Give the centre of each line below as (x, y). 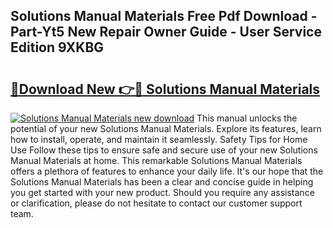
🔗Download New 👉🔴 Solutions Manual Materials (165, 89)
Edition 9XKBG (57, 47)
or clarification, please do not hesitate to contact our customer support (156, 203)
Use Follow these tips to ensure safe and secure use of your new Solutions (164, 150)
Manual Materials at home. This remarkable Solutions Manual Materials (156, 160)
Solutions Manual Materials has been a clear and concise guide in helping (162, 182)
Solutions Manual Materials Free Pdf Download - (164, 16)
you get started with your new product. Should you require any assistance (162, 192)
